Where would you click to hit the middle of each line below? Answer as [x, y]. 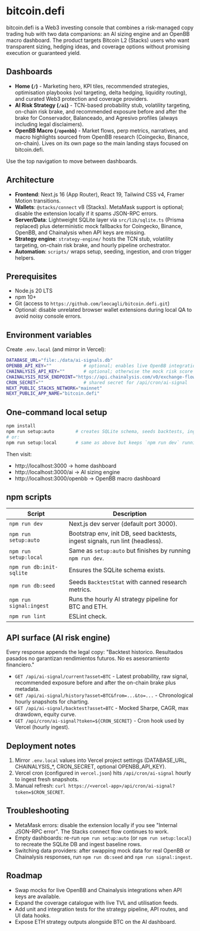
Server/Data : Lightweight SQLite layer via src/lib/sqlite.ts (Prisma [99, 220]
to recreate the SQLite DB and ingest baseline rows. [78, 844]
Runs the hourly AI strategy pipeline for [123, 600]
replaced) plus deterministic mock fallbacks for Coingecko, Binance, [99, 226]
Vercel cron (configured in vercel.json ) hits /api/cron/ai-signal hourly [103, 773]
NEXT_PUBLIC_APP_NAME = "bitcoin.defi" [53, 394]
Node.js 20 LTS [34, 291]
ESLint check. [88, 616]
